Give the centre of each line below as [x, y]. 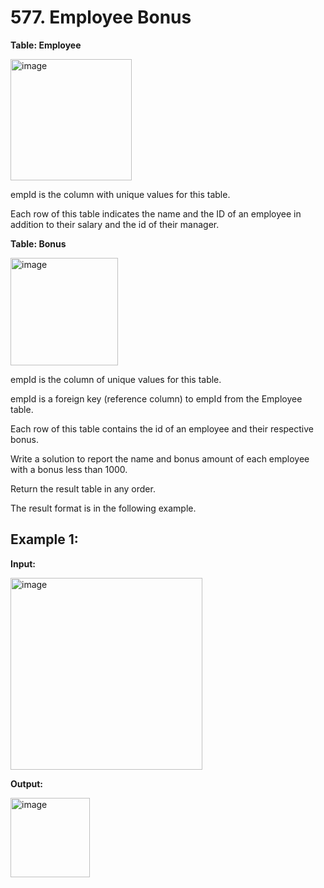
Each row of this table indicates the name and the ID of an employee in [156, 213]
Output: [26, 783]
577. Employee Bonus [101, 17]
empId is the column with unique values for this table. [120, 194]
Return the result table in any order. [83, 488]
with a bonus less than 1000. [69, 469]
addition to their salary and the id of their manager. [115, 224]
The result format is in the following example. [103, 508]
